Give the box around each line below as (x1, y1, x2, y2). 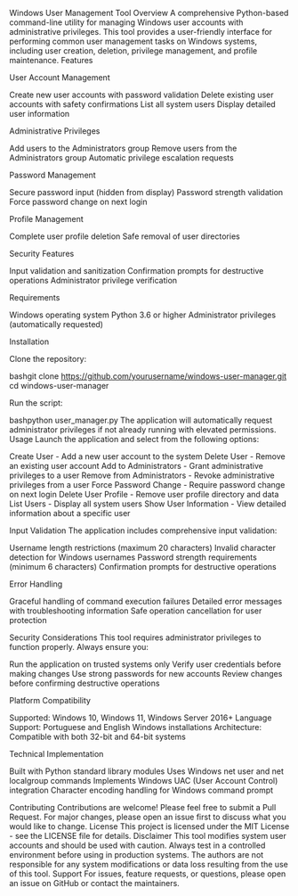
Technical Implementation (9, 749, 104, 759)
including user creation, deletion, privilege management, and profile (9, 45, 258, 56)
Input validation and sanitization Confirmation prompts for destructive (9, 266, 264, 275)
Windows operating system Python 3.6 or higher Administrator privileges (9, 309, 277, 320)
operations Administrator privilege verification (9, 275, 178, 285)
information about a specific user (9, 508, 131, 518)
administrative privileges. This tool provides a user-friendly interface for (9, 27, 273, 37)
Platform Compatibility (9, 695, 92, 705)
